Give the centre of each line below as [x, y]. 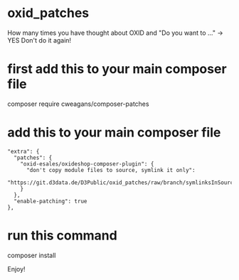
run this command [62, 235]
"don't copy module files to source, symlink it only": [111, 170]
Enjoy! [17, 269]
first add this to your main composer [117, 69]
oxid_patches [48, 13]
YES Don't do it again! [39, 40]
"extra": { [23, 151]
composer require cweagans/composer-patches [78, 104]
